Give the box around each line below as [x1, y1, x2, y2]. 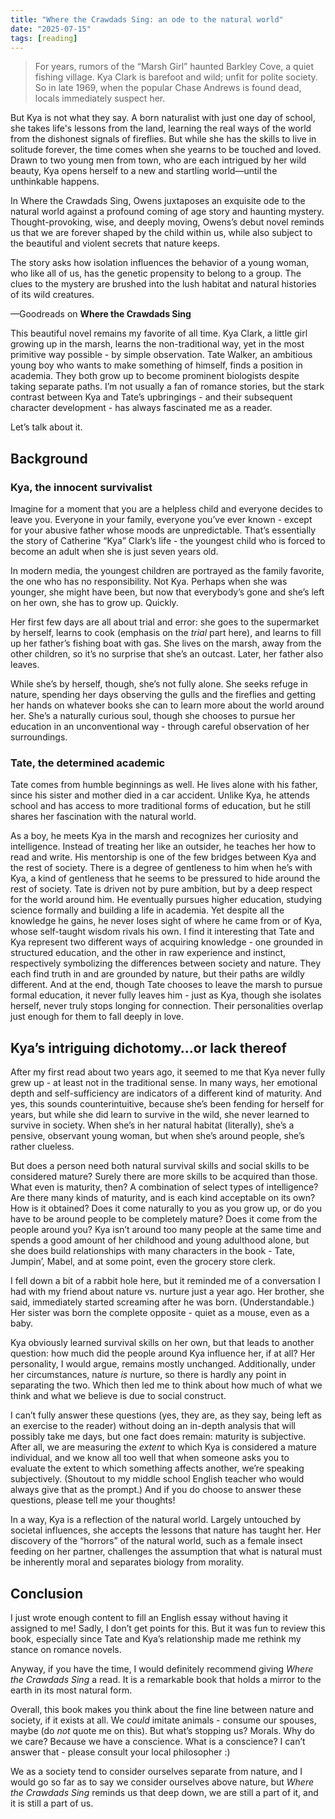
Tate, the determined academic [10, 756, 166, 770]
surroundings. [10, 731, 68, 743]
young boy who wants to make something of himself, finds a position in [10, 359, 303, 371]
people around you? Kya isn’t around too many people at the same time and [10, 1224, 322, 1236]
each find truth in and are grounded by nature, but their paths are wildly [10, 968, 305, 980]
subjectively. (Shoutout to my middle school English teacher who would [10, 1473, 305, 1485]
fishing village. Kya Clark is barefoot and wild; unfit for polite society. [34, 71, 318, 83]
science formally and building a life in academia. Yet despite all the [10, 904, 285, 916]
